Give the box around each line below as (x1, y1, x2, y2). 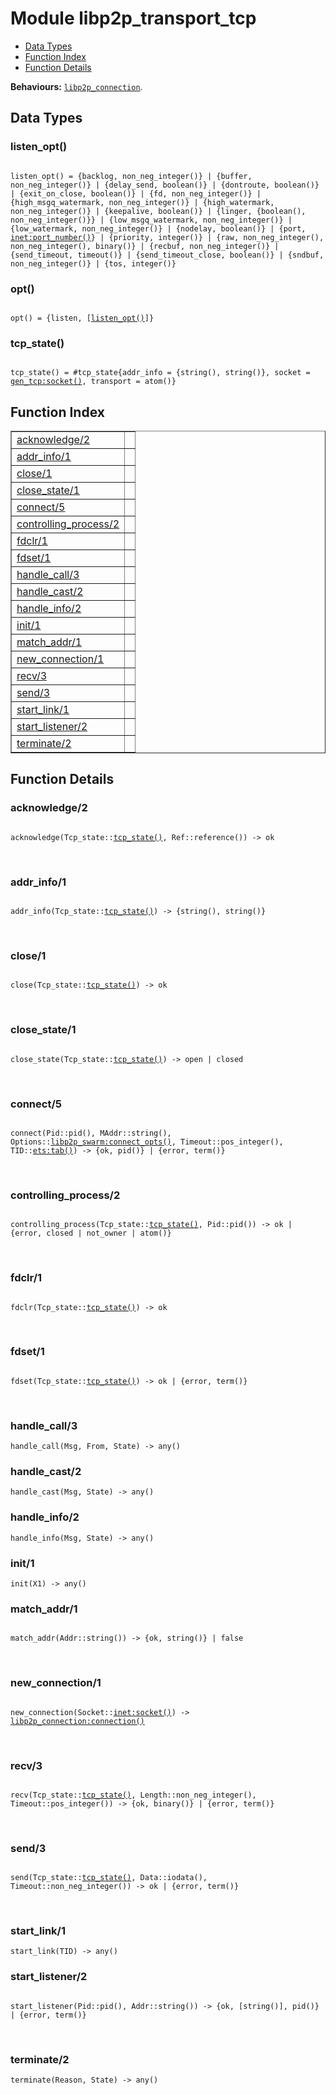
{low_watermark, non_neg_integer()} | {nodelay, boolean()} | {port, (10, 223, 307, 234)
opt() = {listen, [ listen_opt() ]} (10, 313, 155, 323)
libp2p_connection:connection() (10, 1716, 145, 1726)
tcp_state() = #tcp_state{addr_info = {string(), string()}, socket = (10, 368, 311, 378)
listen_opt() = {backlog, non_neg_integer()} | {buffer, (10, 171, 253, 181)
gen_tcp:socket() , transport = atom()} (10, 377, 177, 387)
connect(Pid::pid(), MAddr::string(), (10, 1128, 172, 1138)
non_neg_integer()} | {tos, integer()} (10, 258, 177, 269)
